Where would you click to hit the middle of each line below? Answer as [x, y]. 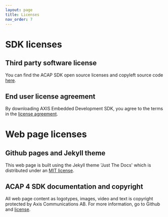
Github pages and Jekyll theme [55, 153]
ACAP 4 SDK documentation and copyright [74, 186]
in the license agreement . [32, 114]
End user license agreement [50, 96]
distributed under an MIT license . [40, 170]
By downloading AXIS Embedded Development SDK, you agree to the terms [84, 109]
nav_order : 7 [19, 19]
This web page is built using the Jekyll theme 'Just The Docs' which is [78, 165]
